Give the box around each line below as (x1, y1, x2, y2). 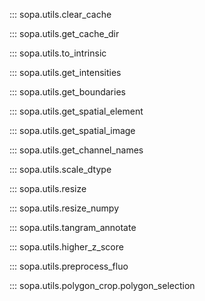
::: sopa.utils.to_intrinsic (9, 47, 107, 59)
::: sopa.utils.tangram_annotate (9, 222, 137, 233)
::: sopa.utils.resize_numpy (9, 202, 119, 214)
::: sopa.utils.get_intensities (9, 67, 122, 78)
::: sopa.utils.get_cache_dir (9, 28, 120, 39)
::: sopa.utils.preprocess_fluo (9, 260, 129, 272)
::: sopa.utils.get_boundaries (9, 86, 126, 98)
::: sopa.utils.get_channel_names (9, 144, 144, 156)
